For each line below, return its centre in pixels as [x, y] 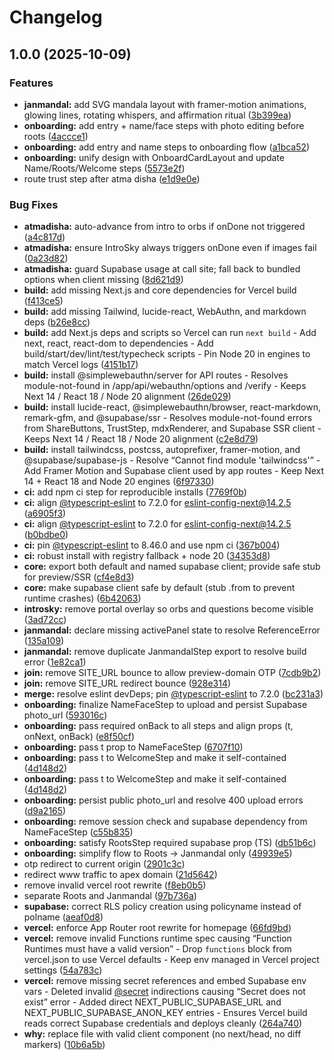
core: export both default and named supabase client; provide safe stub [172, 567]
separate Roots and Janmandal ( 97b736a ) [110, 896]
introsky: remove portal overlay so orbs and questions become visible [168, 609]
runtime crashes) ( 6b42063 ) [82, 598]
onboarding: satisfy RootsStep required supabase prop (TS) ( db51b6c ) [170, 843]
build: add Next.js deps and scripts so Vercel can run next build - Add [170, 333]
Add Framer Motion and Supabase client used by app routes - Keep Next [174, 471]
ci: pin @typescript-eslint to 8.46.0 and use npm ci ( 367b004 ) [152, 545]
